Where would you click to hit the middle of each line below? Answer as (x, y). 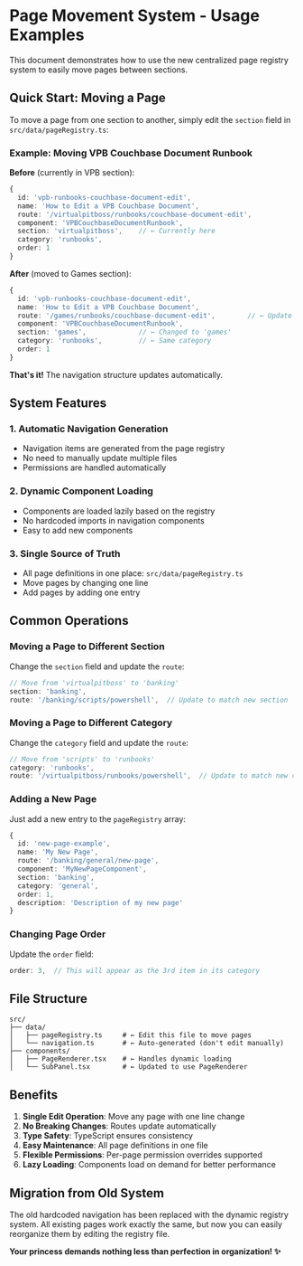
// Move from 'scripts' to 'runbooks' (82, 759)
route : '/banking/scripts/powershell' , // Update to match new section (149, 700)
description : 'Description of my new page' (100, 902)
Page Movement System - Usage (134, 16)
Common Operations (69, 621)
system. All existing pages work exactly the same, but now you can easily (146, 1224)
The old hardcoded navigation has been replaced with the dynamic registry (149, 1214)
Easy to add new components (78, 530)
